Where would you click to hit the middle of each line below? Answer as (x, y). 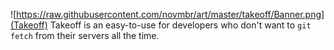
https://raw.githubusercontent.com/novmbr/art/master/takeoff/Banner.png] (170, 14)
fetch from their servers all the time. (85, 35)
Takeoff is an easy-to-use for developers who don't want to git (180, 25)
